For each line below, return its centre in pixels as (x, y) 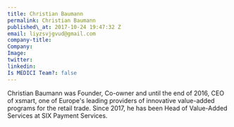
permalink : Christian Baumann (52, 20)
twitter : (20, 60)
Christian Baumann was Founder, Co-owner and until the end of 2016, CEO (116, 93)
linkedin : (22, 66)
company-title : (30, 40)
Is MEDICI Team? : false (42, 73)
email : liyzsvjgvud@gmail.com (52, 34)
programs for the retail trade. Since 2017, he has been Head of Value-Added (117, 108)
